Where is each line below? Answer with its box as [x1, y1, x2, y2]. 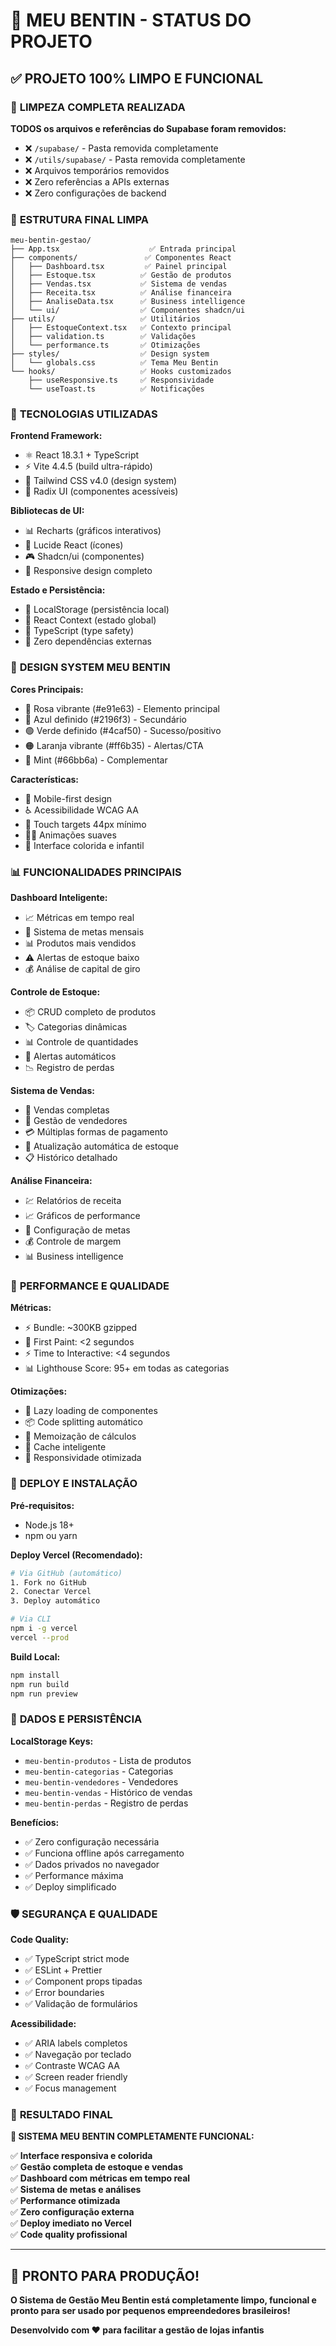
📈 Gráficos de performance [24, 1210, 141, 1222]
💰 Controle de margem [24, 1235, 122, 1248]
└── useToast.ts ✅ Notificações [28, 384, 205, 394]
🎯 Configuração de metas [24, 1224, 131, 1236]
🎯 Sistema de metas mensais [24, 926, 145, 938]
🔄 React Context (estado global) [24, 614, 157, 626]
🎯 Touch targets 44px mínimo [24, 818, 147, 830]
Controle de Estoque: [10, 986, 101, 998]
